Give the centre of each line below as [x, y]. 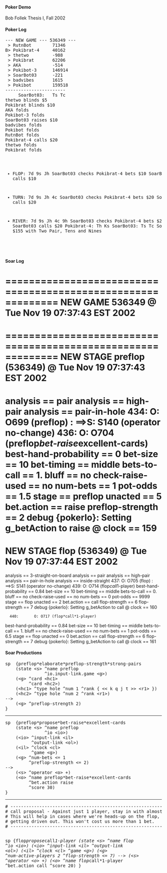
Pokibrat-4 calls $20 [32, 140]
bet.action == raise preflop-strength [82, 507]
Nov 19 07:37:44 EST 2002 [62, 561]
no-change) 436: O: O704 [60, 433]
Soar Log [15, 261]
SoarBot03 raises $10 [32, 120]
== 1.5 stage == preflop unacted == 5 [83, 496]
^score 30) [42, 787]
